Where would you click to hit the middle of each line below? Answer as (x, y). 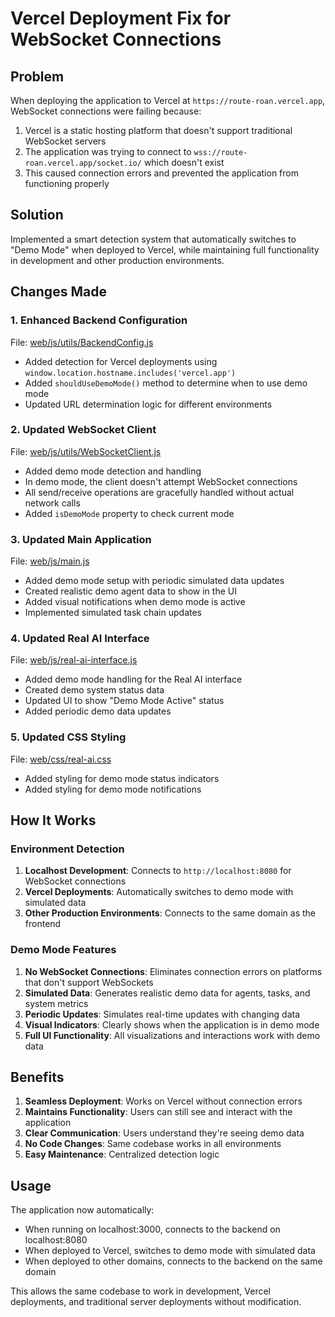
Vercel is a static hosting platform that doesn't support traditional (158, 130)
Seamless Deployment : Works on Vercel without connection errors (163, 1101)
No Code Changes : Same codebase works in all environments (153, 1144)
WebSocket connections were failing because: (106, 111)
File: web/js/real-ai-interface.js (74, 660)
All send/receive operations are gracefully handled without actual (159, 492)
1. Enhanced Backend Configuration (99, 320)
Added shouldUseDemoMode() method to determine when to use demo (166, 383)
